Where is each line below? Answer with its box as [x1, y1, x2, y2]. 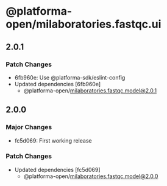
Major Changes [5, 123, 52, 132]
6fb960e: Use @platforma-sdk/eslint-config [14, 73, 126, 81]
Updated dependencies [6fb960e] [14, 80, 101, 87]
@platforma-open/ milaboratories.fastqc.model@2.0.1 [23, 87, 157, 94]
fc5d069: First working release [14, 136, 92, 144]
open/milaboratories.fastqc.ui [5, 17, 162, 31]
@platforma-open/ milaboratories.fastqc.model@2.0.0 [23, 173, 158, 180]
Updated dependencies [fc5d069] [14, 166, 101, 173]
